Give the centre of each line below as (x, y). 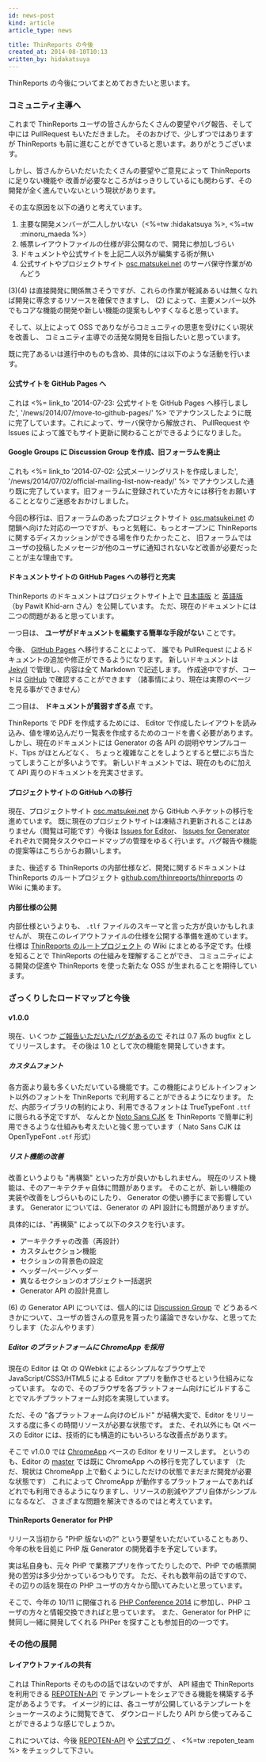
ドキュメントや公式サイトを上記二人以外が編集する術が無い (117, 254)
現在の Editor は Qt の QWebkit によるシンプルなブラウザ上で (107, 1369)
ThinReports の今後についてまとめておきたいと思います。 (101, 83)
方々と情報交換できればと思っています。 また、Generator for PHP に (140, 1612)
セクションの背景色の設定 (61, 1261)
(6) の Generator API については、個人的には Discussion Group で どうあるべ (133, 1308)
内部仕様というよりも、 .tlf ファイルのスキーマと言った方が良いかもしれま (131, 926)
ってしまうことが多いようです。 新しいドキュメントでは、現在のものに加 (127, 763)
